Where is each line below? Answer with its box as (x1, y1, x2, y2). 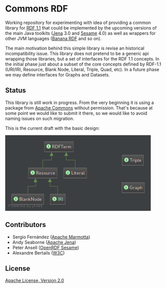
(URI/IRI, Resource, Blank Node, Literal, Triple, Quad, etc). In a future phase (5, 66, 160, 72)
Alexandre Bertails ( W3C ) (12, 249, 65, 255)
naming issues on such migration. (5, 115, 75, 121)
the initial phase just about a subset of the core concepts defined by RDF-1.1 (5, 61, 162, 67)
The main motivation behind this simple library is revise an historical (5, 45, 145, 51)
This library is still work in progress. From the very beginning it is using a (5, 99, 154, 105)
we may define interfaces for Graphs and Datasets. (5, 71, 110, 77)
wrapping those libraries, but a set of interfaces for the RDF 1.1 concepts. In (5, 55, 160, 61)
